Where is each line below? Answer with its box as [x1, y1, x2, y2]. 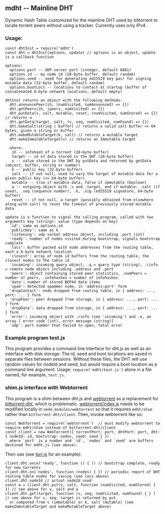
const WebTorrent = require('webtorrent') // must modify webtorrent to [5, 421, 161, 426]
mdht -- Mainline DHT [5, 4, 74, 12]
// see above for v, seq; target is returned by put [5, 495, 116, 500]
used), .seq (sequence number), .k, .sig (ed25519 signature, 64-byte [5, 189, 154, 194]
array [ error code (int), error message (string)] [5, 319, 114, 324]
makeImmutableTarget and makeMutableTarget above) [5, 504, 112, 509]
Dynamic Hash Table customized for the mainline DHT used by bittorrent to [5, 17, 158, 23]
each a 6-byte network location [5, 249, 72, 254]
